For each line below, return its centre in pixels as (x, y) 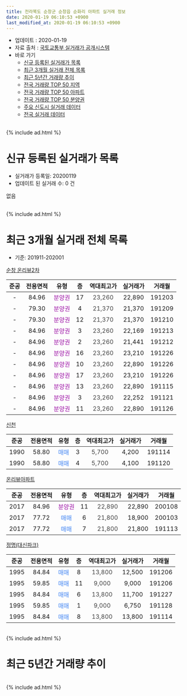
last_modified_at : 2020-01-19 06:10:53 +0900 (63, 23)
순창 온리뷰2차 (23, 270)
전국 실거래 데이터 (44, 115)
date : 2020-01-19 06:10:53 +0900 (47, 17)
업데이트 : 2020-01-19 (41, 40)
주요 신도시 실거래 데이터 (52, 107)
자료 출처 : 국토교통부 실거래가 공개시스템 (62, 47)
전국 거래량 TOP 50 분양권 (54, 100)
